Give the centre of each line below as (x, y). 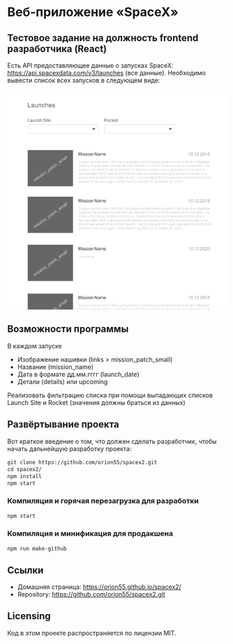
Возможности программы (68, 329)
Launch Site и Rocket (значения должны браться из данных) (97, 402)
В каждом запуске (35, 346)
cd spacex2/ (24, 469)
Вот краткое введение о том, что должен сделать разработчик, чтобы (112, 441)
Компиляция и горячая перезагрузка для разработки (103, 500)
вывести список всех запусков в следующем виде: (84, 80)
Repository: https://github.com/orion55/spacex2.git (91, 595)
